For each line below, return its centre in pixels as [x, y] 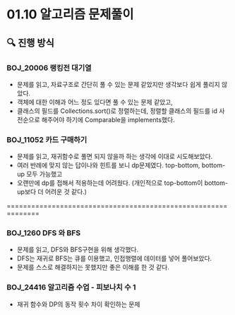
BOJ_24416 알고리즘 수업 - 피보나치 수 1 [71, 287]
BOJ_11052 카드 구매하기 [47, 140]
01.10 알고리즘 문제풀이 [71, 14]
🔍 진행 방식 [30, 43]
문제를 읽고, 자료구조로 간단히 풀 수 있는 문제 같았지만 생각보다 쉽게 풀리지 [118, 84]
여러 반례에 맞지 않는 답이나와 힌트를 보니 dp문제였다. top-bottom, [108, 165]
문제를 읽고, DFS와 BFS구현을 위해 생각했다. [78, 250]
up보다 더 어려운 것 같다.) [52, 192]
